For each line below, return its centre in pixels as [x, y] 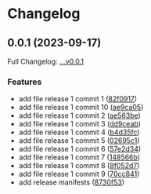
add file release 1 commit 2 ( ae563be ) [80, 115]
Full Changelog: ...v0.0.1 [45, 61]
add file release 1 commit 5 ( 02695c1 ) [79, 141]
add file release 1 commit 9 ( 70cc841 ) [79, 174]
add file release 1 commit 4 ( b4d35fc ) [79, 132]
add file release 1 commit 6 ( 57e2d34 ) [80, 149]
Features [25, 82]
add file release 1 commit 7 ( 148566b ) [79, 157]
